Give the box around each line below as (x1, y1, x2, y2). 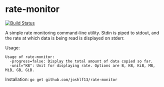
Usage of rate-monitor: (5, 54, 55, 59)
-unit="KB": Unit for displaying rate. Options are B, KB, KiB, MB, (9, 63, 155, 68)
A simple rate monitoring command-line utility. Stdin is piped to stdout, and (5, 29, 159, 35)
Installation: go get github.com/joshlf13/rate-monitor (5, 76, 117, 82)
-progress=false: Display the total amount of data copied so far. (9, 58, 153, 63)
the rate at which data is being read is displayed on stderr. (5, 35, 125, 41)
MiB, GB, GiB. (5, 67, 35, 72)
